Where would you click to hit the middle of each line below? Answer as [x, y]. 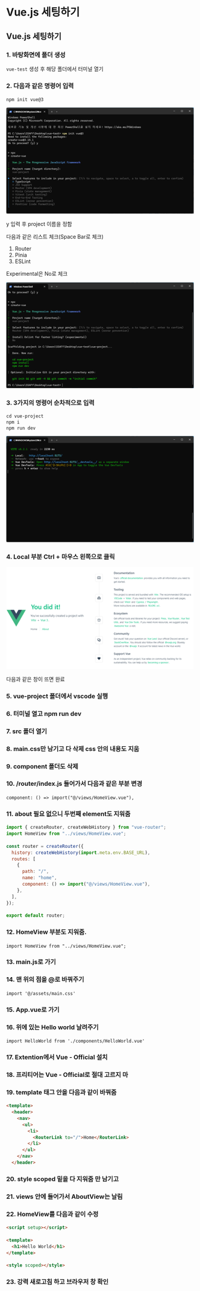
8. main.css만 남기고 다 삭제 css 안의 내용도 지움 [73, 749]
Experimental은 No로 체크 [37, 273]
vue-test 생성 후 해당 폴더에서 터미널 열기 [55, 69]
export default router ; [36, 915]
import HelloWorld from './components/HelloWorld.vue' [76, 1041]
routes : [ [24, 859]
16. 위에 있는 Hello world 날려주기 [53, 1027]
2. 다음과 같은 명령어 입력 [40, 86]
